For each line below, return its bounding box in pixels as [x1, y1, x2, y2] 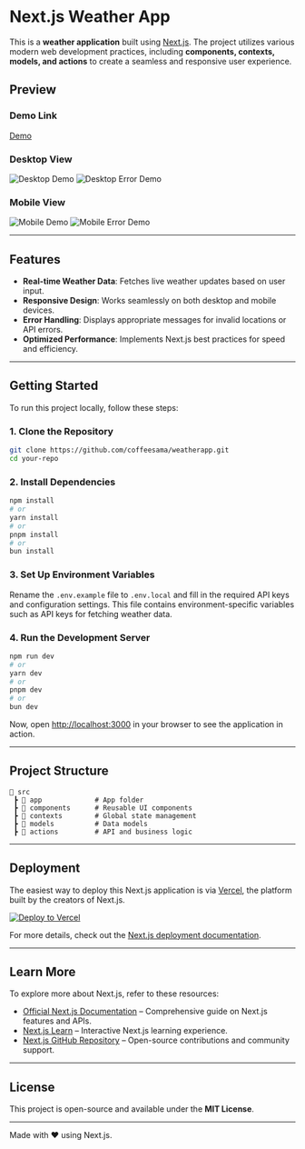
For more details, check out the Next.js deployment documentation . [9, 929, 261, 940]
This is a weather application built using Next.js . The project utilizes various [9, 36, 295, 47]
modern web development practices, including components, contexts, [9, 45, 275, 56]
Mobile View [9, 195, 66, 208]
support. [22, 1044, 55, 1055]
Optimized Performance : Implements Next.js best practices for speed [22, 334, 286, 345]
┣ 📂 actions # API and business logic [13, 827, 193, 836]
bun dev [9, 703, 39, 712]
